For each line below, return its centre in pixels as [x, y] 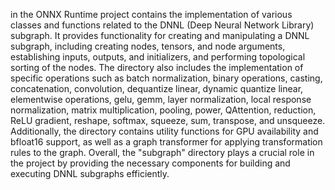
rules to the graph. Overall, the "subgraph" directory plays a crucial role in [162, 152]
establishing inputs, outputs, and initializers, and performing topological [158, 57]
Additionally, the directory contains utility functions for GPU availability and [164, 131]
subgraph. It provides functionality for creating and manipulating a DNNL [160, 35]
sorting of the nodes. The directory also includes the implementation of [157, 67]
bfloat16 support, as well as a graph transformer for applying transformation [166, 142]
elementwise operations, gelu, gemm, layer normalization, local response [161, 99]
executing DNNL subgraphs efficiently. [90, 173]
